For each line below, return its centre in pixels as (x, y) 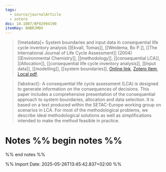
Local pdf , (28, 74)
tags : (11, 10)
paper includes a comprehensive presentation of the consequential (86, 94)
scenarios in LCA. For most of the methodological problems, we (83, 110)
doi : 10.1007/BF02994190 (31, 24)
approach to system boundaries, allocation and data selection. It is (86, 99)
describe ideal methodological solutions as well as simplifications (84, 115)
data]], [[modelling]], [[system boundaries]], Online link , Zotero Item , (88, 69)
